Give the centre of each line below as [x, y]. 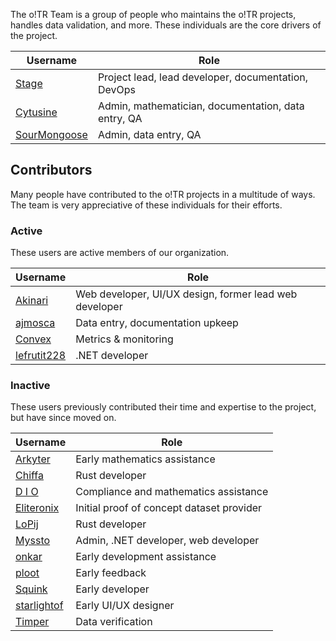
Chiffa [29, 476]
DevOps [116, 89]
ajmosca [35, 323]
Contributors [51, 170]
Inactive [30, 386]
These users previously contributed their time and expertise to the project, [163, 407]
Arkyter [33, 459]
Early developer [112, 589]
